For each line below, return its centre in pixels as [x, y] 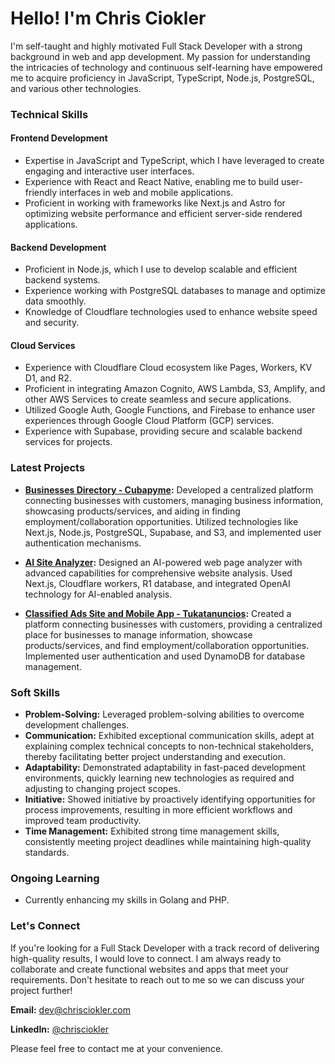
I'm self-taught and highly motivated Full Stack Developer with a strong [156, 46]
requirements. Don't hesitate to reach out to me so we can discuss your [157, 979]
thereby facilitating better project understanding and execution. [155, 757]
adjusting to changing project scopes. [103, 789]
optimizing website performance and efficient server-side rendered [163, 214]
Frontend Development [59, 138]
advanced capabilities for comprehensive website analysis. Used [158, 573]
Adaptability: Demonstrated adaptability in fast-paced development [165, 768]
